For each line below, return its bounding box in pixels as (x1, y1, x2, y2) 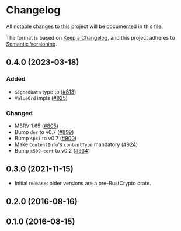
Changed (6, 109, 33, 117)
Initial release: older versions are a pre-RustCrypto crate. (14, 180, 152, 187)
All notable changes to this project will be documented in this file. (6, 23, 163, 30)
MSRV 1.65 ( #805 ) (14, 122, 58, 129)
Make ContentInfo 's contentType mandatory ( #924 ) (14, 141, 138, 148)
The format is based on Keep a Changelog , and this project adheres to (6, 34, 175, 41)
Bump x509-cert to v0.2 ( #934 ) (14, 147, 90, 154)
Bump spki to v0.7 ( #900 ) (14, 135, 77, 142)
